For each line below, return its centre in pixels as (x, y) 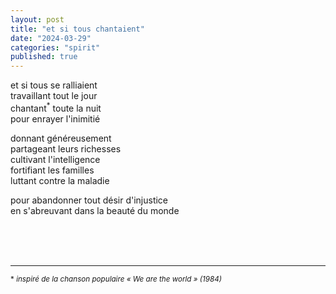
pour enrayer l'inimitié (55, 118)
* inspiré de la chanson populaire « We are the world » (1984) (116, 279)
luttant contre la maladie (60, 180)
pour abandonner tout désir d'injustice (89, 200)
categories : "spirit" (55, 47)
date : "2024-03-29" (51, 38)
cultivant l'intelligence (55, 159)
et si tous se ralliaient (54, 85)
